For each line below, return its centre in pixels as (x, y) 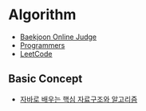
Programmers (42, 45)
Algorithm (42, 15)
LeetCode (36, 54)
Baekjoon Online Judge (58, 37)
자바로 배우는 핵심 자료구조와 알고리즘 (79, 99)
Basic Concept (45, 79)
